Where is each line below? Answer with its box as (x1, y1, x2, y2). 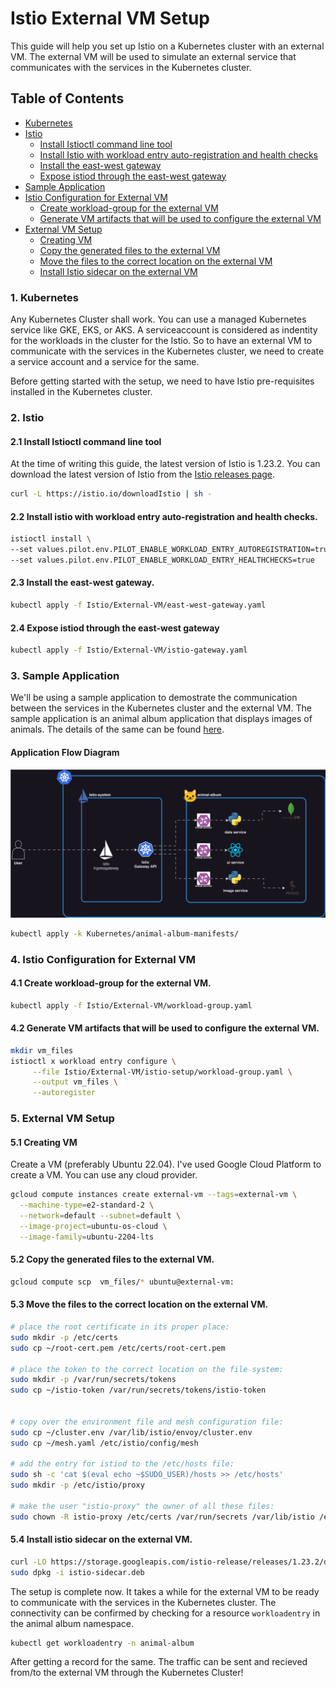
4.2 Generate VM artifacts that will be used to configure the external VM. (10, 1022, 320, 1034)
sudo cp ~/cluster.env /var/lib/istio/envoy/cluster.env (10, 1427, 253, 1437)
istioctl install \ (10, 534, 92, 544)
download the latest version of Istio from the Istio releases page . (10, 468, 276, 481)
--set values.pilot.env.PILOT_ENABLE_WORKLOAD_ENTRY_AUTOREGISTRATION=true (10, 545, 333, 555)
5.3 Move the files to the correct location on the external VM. (10, 1298, 269, 1311)
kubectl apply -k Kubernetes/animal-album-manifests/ (10, 928, 240, 939)
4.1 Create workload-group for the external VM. (10, 977, 212, 989)
